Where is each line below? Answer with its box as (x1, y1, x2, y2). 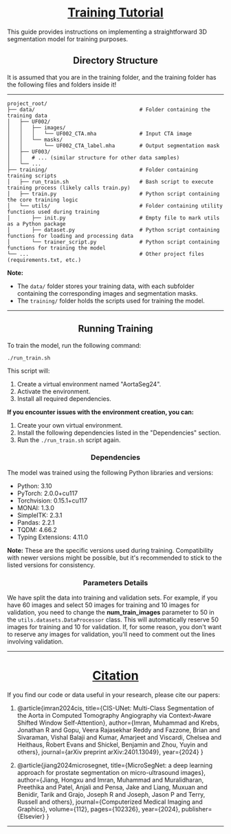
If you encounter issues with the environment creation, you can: (7, 408, 194, 416)
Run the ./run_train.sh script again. (16, 435, 121, 444)
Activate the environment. (16, 387, 91, 395)
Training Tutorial (67, 5, 164, 21)
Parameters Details (82, 578, 148, 587)
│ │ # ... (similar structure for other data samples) (7, 154, 180, 161)
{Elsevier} (16, 813, 45, 821)
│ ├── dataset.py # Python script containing (7, 226, 220, 233)
